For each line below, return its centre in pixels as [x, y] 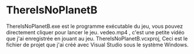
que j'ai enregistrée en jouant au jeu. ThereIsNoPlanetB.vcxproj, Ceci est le [97, 38]
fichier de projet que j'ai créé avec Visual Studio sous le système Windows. [97, 45]
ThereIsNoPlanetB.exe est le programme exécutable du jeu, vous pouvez [95, 26]
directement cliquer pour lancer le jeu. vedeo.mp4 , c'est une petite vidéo [95, 32]
